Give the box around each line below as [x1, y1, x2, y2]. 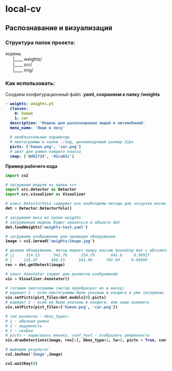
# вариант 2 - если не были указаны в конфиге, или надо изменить [5, 300, 150, 305]
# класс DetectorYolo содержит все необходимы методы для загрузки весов [5, 201, 166, 206]
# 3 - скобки [5, 328, 33, 334]
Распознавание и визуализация [5, 24, 113, 32]
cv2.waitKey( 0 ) [5, 361, 38, 366]
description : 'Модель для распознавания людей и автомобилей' [10, 120, 145, 126]
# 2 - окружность [5, 323, 42, 328]
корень [5, 50, 21, 56]
